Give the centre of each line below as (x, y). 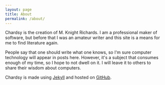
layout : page (18, 10)
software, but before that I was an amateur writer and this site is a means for (82, 38)
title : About (18, 14)
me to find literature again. (32, 43)
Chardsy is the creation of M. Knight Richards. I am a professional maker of (81, 33)
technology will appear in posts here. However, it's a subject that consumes (82, 58)
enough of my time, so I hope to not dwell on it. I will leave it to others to (78, 63)
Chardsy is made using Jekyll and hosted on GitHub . (58, 77)
